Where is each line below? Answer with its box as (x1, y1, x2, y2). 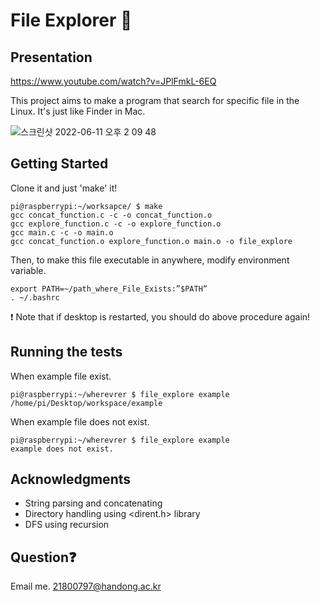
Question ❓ (10, 549, 77, 566)
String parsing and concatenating (24, 497, 163, 509)
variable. (10, 264, 47, 276)
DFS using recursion (24, 519, 110, 531)
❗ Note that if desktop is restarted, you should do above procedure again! (10, 310, 311, 323)
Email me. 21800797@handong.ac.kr (10, 580, 162, 593)
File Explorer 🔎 (10, 9, 133, 32)
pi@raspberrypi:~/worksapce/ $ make (10, 201, 163, 211)
